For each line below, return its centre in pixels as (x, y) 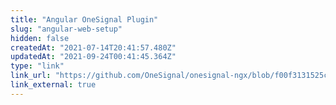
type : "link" (37, 66)
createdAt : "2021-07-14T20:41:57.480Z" (93, 47)
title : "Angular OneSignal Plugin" (84, 19)
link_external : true (53, 85)
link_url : (31, 76)
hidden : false (40, 38)
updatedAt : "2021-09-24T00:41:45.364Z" (93, 57)
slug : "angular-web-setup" (66, 29)
